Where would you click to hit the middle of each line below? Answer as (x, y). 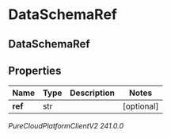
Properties (35, 70)
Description (92, 93)
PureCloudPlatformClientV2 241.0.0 (66, 126)
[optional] (141, 106)
